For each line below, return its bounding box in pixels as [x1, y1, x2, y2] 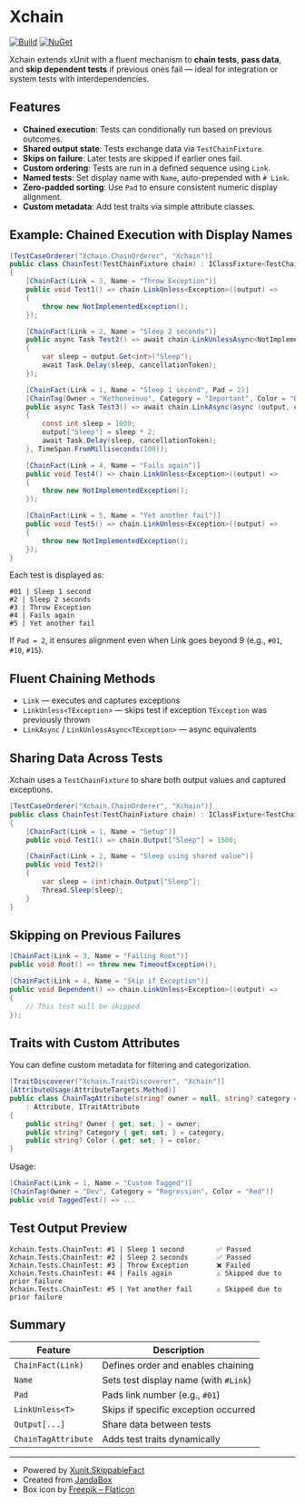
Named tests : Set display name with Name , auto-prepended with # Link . [22, 172, 290, 183]
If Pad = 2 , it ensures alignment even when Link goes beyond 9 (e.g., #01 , [9, 635, 283, 646]
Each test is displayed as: [9, 569, 104, 580]
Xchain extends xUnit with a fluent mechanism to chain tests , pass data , [9, 54, 281, 64]
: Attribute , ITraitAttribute [25, 1102, 141, 1112]
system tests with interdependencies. [9, 73, 150, 84]
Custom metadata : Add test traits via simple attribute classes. [22, 201, 256, 212]
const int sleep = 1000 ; [42, 420, 136, 429]
